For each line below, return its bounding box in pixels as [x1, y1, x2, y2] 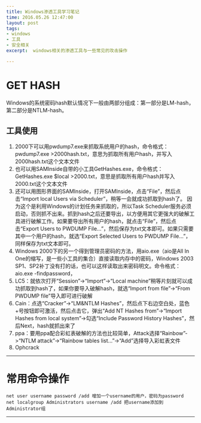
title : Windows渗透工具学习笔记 [6, 8, 80, 15]
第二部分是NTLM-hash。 [6, 106, 68, 114]
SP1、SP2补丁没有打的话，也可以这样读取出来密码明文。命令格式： [14, 262, 181, 269]
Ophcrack [14, 344, 40, 351]
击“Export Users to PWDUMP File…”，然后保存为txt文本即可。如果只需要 [14, 225, 194, 232]
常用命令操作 [6, 372, 70, 385]
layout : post [6, 20, 39, 26]
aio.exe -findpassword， [14, 269, 76, 277]
